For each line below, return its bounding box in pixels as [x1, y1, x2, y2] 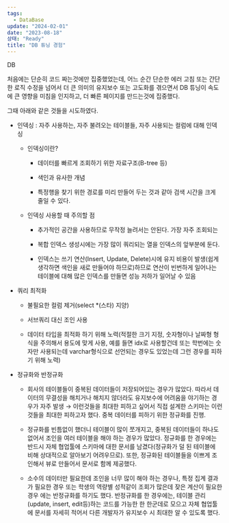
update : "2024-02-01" [7, 23, 69, 29]
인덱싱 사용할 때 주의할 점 [27, 211, 96, 219]
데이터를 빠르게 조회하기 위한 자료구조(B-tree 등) [37, 159, 167, 167]
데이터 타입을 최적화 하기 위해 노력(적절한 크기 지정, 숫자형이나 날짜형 [27, 330, 212, 338]
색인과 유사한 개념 [37, 173, 85, 182]
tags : [7, 10, 23, 17]
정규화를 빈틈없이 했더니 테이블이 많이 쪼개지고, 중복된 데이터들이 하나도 [27, 426, 219, 433]
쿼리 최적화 [16, 287, 47, 295]
